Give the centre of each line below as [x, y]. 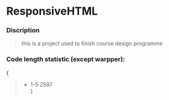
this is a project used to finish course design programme [92, 43]
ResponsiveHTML [52, 11]
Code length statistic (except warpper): [66, 59]
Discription [23, 30]
